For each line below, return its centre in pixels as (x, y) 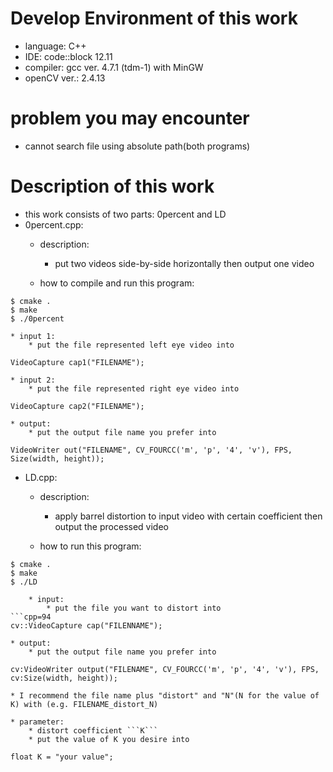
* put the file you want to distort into (134, 608)
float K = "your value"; (62, 757)
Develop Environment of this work (154, 18)
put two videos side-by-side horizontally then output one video (184, 263)
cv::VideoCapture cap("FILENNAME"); (86, 625)
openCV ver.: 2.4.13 (65, 78)
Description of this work (112, 186)
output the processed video (111, 526)
